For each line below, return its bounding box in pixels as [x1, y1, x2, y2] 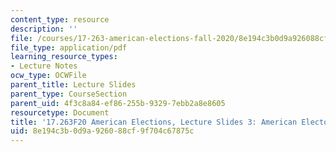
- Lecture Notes [10, 61, 78, 71]
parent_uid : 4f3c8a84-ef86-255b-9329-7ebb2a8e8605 [10, 98, 226, 108]
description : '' [10, 24, 78, 34]
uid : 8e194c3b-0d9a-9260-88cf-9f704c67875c [10, 126, 195, 136]
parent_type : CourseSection [10, 89, 128, 99]
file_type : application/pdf [10, 42, 128, 53]
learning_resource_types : [10, 52, 118, 62]
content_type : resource [10, 14, 110, 25]
